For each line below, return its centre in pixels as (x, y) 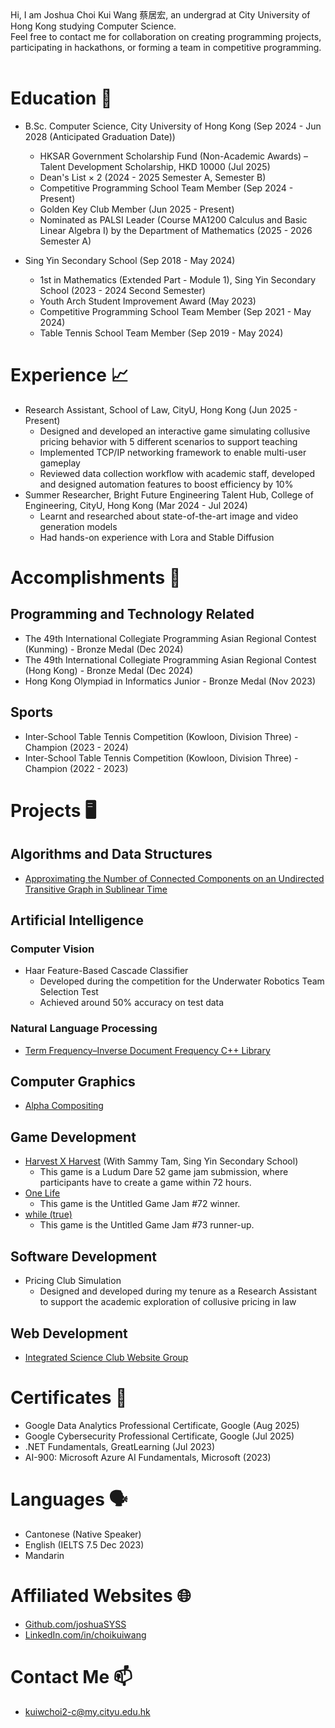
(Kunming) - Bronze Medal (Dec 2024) (104, 649)
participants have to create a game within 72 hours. (145, 1183)
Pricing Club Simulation (73, 1281)
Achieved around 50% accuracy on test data (132, 1003)
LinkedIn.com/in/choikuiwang (85, 1634)
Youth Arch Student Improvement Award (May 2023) (148, 301)
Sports (32, 712)
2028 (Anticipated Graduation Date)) (100, 136)
